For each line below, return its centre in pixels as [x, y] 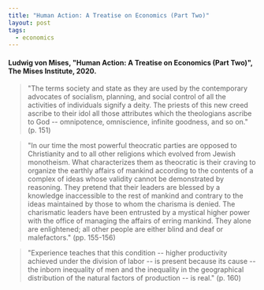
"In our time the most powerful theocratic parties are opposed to [132, 146]
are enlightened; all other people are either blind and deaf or [125, 229]
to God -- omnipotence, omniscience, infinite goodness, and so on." [138, 122]
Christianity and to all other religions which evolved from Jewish [132, 154]
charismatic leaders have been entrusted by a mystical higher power [139, 213]
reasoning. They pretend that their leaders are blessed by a [124, 188]
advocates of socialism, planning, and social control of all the [126, 97]
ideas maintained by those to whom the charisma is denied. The [131, 204]
